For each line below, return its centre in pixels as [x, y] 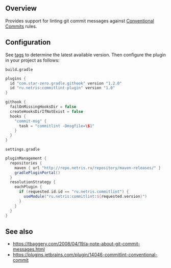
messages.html [29, 249]
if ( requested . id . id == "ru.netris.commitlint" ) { [74, 192]
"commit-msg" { [31, 121]
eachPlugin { [28, 187]
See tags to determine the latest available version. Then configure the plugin [86, 55]
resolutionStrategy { [33, 182]
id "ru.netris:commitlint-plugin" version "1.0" [63, 88]
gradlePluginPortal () [37, 173]
